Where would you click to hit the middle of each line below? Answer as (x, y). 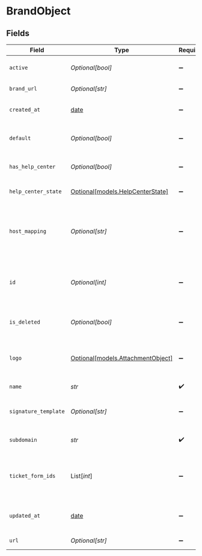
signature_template (37, 412)
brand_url (23, 89)
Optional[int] (89, 282)
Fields (18, 33)
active (19, 68)
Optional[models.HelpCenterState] (119, 192)
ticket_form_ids (32, 476)
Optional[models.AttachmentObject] (122, 358)
